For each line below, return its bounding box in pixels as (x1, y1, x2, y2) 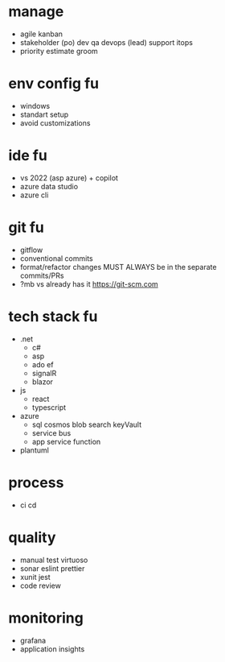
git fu (8, 218, 44, 236)
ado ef (31, 359, 54, 369)
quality (8, 528, 56, 546)
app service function (31, 437, 101, 446)
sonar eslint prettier (19, 563, 85, 573)
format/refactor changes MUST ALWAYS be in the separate (19, 262, 217, 271)
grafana (19, 635, 47, 645)
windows (19, 101, 51, 110)
